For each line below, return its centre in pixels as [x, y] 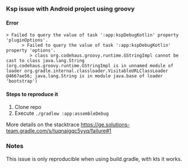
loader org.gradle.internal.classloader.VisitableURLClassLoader [87, 71]
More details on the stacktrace [43, 125]
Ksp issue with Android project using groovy [71, 9]
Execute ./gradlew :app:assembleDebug [62, 114]
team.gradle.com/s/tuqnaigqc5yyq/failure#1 [59, 131]
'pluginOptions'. [27, 40]
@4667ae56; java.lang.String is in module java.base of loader [85, 76]
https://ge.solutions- [105, 125]
